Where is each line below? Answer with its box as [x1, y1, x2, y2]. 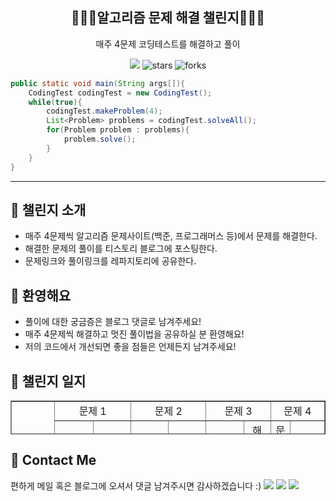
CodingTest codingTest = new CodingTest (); [28, 88, 213, 98]
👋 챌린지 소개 [10, 201, 87, 218]
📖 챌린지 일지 [10, 373, 87, 390]
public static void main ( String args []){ [10, 78, 186, 88]
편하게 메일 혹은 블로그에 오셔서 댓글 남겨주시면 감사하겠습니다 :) [10, 479, 262, 492]
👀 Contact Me [10, 452, 97, 469]
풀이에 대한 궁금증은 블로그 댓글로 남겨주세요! [24, 316, 202, 328]
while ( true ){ [28, 97, 83, 107]
